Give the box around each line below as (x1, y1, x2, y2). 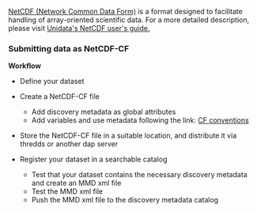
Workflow (8, 61, 42, 70)
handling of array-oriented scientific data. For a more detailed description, (8, 15, 250, 25)
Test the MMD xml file (31, 187, 104, 196)
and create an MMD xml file (31, 178, 122, 188)
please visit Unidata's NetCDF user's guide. (8, 24, 150, 32)
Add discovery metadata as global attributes (31, 107, 176, 117)
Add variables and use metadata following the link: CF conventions (31, 115, 249, 125)
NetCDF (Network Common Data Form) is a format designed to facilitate (8, 7, 243, 16)
